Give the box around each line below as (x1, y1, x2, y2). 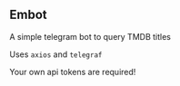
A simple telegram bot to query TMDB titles (9, 31, 171, 42)
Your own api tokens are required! (9, 66, 136, 77)
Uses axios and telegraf (9, 49, 103, 60)
